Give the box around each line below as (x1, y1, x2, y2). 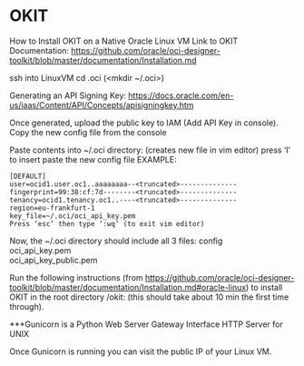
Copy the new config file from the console (9, 126, 167, 137)
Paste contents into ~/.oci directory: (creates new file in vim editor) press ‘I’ (9, 144, 290, 155)
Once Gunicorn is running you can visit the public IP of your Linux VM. (9, 346, 272, 357)
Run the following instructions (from (9, 272, 143, 282)
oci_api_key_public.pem (9, 254, 98, 265)
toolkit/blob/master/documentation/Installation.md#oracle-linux (9, 282, 247, 292)
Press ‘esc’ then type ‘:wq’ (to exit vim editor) (9, 219, 205, 228)
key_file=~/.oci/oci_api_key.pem (9, 211, 136, 221)
